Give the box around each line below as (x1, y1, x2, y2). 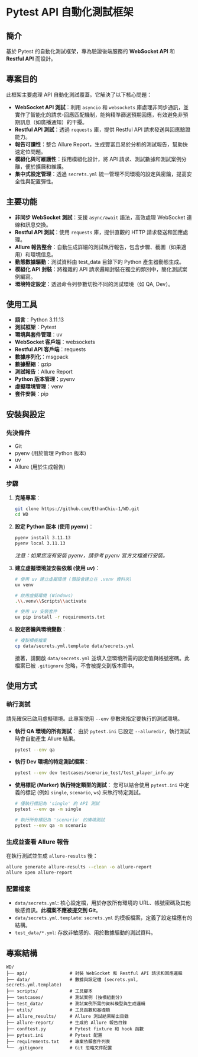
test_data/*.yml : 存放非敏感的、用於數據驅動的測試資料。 (14, 929, 157, 936)
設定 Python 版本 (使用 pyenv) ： (14, 523, 94, 530)
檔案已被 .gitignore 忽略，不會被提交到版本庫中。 (14, 662, 138, 669)
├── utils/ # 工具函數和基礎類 (6, 1007, 111, 1013)
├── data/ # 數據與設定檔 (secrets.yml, (6, 977, 139, 983)
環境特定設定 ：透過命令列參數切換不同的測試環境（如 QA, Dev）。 (14, 280, 174, 288)
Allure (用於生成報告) (14, 463, 66, 470)
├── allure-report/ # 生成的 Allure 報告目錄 (6, 1020, 127, 1026)
